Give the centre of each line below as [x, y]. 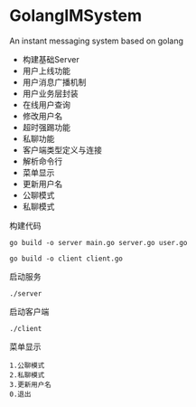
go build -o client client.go [66, 259]
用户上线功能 [46, 71]
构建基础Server [51, 59]
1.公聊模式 [27, 365]
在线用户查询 [46, 104]
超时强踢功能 [46, 127]
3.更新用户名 [30, 384]
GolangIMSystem [76, 16]
